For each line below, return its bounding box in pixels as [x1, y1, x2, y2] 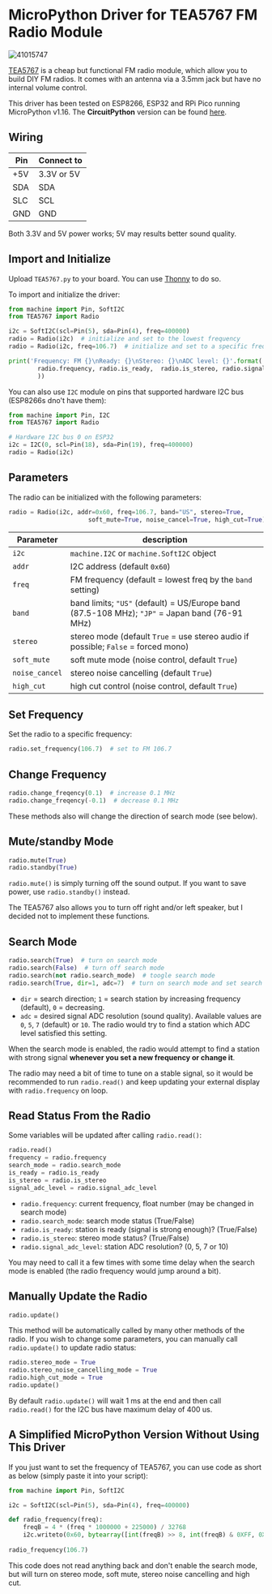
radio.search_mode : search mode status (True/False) [19, 1215, 195, 1226]
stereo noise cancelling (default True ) [70, 667, 213, 678]
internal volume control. [8, 83, 87, 92]
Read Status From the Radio [8, 1109, 151, 1123]
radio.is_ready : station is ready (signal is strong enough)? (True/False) [19, 1224, 257, 1234]
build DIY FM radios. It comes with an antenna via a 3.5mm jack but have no [8, 74, 261, 84]
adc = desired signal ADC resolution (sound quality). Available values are [19, 1011, 261, 1020]
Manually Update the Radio [8, 1290, 148, 1304]
